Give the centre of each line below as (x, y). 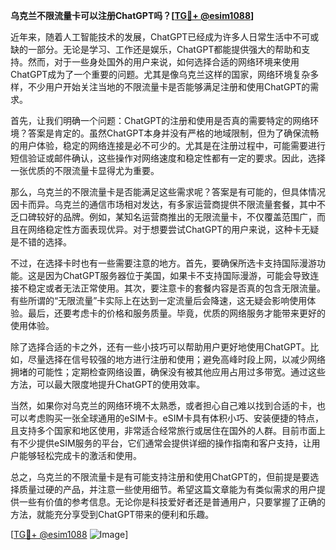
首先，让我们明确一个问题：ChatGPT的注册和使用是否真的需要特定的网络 (160, 120)
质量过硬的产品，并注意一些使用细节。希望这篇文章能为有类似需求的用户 (167, 489)
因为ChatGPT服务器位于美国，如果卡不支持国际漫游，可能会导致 (177, 275)
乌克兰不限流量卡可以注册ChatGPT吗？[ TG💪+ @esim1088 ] (132, 15)
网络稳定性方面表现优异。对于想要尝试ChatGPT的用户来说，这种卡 (164, 229)
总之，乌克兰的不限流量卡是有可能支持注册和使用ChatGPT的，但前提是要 (160, 477)
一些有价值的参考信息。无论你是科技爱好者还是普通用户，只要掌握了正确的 (172, 502)
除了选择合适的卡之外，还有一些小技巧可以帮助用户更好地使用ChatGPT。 (160, 347)
